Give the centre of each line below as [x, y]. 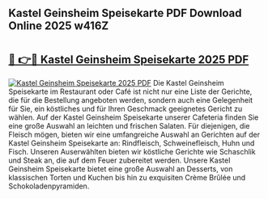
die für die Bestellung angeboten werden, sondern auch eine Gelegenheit [131, 100]
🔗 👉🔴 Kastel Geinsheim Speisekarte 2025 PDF [129, 59]
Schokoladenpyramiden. [49, 186]
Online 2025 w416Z [59, 26]
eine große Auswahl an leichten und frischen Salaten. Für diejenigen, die [129, 126]
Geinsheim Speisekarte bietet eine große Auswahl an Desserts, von [121, 169]
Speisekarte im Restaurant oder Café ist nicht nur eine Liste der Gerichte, [130, 91]
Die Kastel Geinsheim [188, 83]
